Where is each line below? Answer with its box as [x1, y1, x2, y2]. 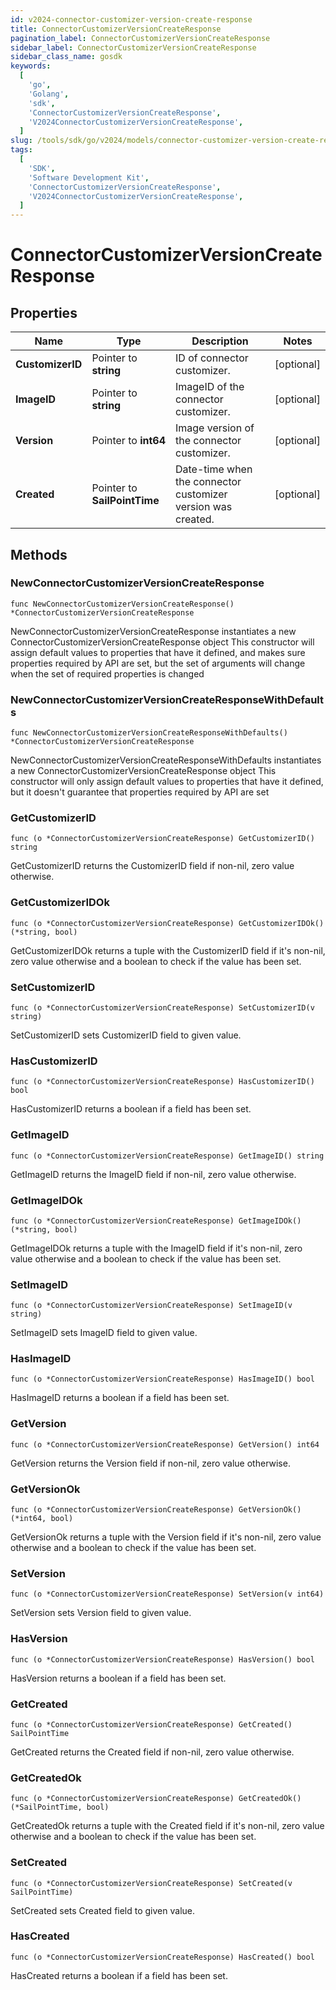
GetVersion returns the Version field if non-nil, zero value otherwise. [10, 1457, 291, 1469]
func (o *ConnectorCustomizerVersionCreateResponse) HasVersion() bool [10, 1654, 315, 1665]
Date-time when [174, 462, 253, 476]
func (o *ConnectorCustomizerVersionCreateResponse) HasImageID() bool [10, 1374, 315, 1385]
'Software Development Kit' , [28, 172, 150, 183]
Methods [10, 546, 68, 563]
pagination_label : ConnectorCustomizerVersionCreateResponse [10, 33, 271, 43]
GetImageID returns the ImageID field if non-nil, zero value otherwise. [10, 1168, 297, 1180]
